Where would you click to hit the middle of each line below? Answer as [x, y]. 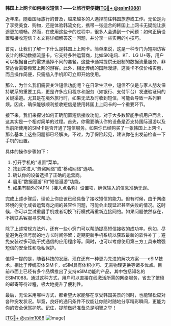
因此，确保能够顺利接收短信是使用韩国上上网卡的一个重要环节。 [81, 104]
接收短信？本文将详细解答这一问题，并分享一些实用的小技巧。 [79, 38]
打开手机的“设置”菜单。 [37, 162]
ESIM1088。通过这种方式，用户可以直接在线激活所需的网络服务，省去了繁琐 [85, 278]
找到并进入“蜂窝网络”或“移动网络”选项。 [54, 169]
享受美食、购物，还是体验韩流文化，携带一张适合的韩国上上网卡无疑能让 [85, 25]
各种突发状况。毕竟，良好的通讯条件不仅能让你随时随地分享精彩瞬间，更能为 [85, 301]
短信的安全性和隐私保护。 [32, 248]
